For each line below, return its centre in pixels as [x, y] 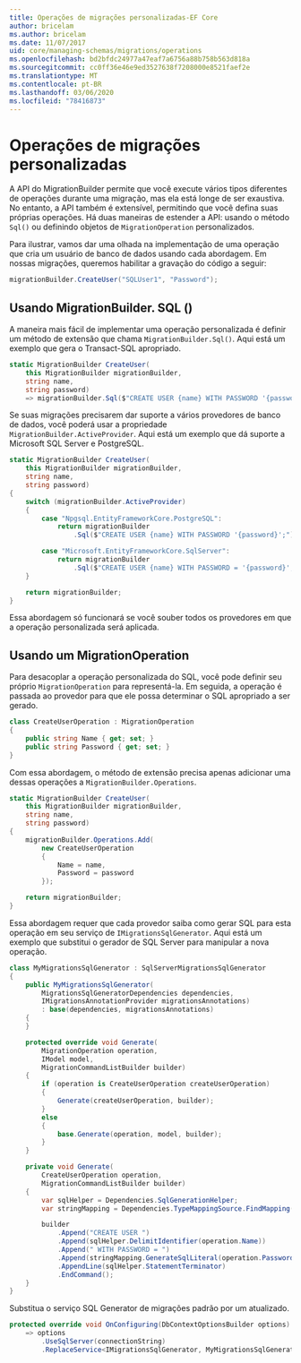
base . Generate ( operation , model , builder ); [139, 1134]
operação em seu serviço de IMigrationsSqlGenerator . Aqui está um [136, 932]
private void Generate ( [70, 1167]
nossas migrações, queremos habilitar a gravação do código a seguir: [138, 263]
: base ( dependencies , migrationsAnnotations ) [128, 1010]
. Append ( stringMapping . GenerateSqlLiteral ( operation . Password [176, 1258]
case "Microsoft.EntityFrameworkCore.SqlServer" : [136, 552]
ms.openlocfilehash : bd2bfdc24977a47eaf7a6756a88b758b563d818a [130, 59]
